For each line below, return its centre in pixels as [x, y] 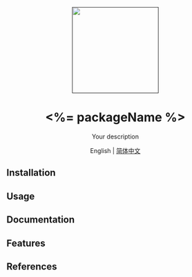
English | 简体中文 [115, 150]
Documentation [41, 220]
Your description [115, 136]
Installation [31, 173]
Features [26, 243]
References [32, 266]
